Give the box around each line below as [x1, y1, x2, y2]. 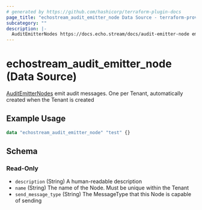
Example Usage [6, 114, 66, 124]
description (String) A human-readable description [14, 178, 142, 185]
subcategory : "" [6, 20, 47, 26]
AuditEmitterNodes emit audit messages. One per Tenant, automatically [6, 90, 183, 97]
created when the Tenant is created [6, 96, 94, 103]
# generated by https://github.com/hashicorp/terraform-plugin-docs [6, 8, 182, 15]
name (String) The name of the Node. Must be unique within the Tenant [14, 184, 189, 191]
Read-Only [6, 164, 39, 173]
